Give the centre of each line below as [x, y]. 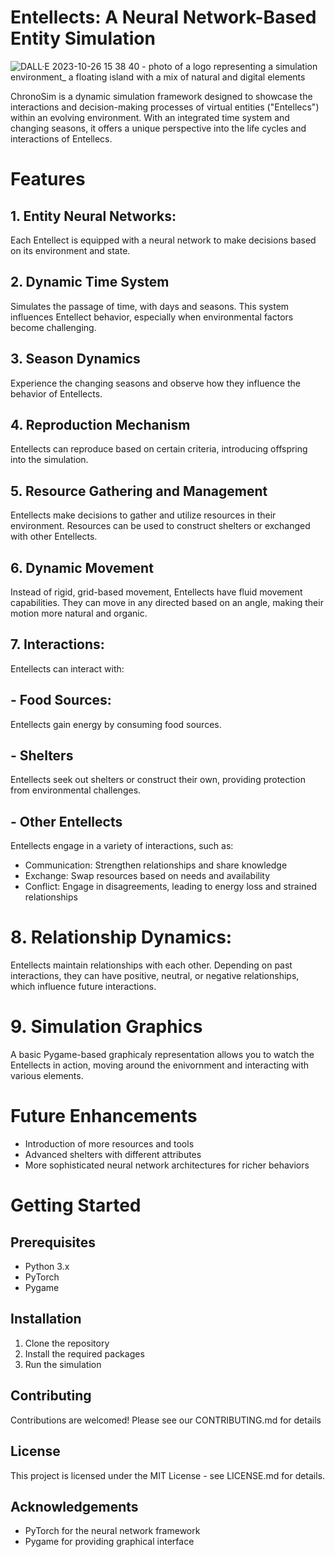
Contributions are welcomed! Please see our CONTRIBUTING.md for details [166, 1420]
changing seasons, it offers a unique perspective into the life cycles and [158, 128]
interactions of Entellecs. [61, 138]
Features [48, 179]
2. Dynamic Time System [90, 282]
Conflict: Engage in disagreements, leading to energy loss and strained [171, 887]
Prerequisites [53, 1242]
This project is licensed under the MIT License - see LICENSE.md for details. [168, 1475]
